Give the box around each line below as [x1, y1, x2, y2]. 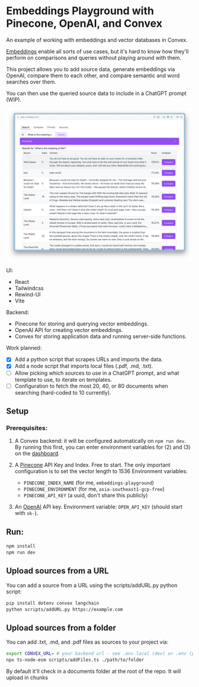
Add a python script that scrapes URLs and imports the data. [14, 356, 163, 363]
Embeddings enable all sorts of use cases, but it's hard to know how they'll [6, 47, 189, 55]
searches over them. [6, 78, 56, 85]
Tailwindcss [14, 285, 44, 292]
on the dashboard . [14, 450, 60, 457]
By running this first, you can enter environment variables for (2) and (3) [14, 443, 191, 451]
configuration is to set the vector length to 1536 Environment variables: [14, 468, 188, 475]
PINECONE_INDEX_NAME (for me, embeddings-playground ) [23, 479, 154, 487]
